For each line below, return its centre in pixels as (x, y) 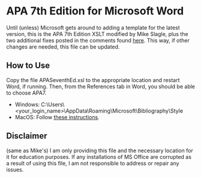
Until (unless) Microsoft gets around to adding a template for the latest (93, 28)
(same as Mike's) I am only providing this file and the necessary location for (100, 150)
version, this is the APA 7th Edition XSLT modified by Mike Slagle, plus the (97, 34)
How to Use (28, 66)
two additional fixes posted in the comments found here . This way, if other (98, 40)
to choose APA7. (26, 93)
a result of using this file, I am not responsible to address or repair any (93, 163)
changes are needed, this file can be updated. (63, 47)
